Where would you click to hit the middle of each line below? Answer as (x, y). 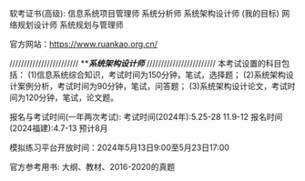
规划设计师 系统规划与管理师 (70, 25)
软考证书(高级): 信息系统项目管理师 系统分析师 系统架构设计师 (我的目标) (145, 13)
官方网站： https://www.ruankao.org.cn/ (83, 44)
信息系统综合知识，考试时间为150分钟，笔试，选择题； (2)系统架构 (161, 75)
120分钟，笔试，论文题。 (72, 97)
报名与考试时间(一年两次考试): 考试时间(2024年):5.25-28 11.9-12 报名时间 (146, 117)
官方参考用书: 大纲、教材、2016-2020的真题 (92, 167)
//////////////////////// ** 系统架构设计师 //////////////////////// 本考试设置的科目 (146, 63)
